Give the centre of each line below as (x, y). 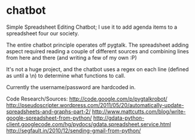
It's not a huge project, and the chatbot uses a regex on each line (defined (97, 69)
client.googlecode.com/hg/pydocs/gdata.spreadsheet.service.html (89, 124)
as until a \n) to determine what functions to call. (66, 75)
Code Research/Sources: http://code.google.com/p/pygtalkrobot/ (87, 99)
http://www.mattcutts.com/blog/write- (139, 111)
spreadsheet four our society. (43, 33)
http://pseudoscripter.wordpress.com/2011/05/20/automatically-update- (95, 105)
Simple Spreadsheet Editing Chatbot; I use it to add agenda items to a (92, 27)
